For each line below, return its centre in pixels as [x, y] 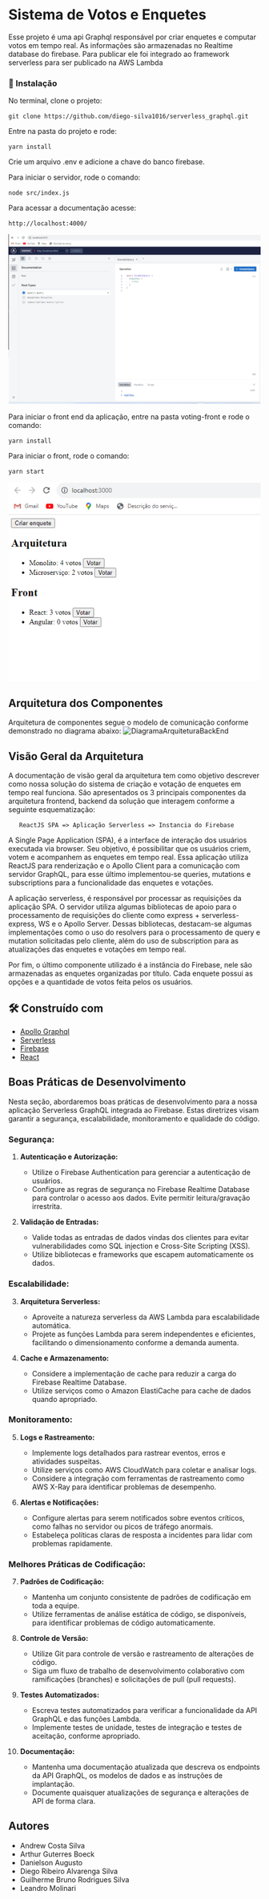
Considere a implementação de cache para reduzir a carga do [134, 1373]
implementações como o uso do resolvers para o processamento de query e [134, 932]
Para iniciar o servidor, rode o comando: [74, 177]
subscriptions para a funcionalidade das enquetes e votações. [111, 883]
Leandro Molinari [48, 1888]
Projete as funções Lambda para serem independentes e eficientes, [144, 1334]
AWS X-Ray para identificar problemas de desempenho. [124, 1487]
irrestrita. [47, 1206]
